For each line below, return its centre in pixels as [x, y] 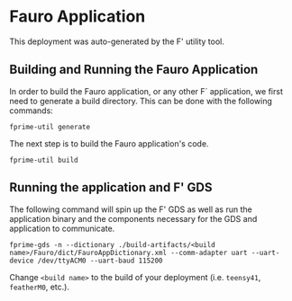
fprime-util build [44, 160]
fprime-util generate [50, 127]
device [22, 261]
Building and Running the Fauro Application [134, 70]
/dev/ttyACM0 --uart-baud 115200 [100, 261]
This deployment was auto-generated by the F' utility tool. [117, 41]
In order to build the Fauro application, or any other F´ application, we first [146, 91]
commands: [32, 111]
